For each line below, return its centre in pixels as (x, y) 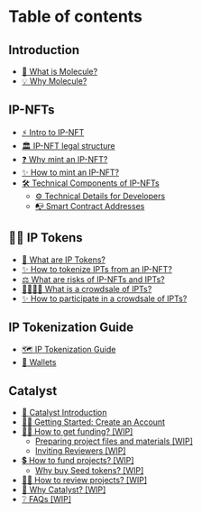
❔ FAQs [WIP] (46, 499)
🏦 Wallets (39, 362)
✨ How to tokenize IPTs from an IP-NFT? (97, 269)
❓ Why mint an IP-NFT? (64, 159)
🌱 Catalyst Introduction (64, 413)
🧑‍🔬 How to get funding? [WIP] (77, 432)
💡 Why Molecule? (54, 81)
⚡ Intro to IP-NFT (53, 132)
